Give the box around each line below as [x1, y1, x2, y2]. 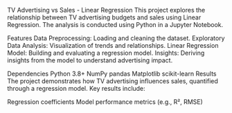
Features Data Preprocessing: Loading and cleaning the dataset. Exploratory [7, 34, 225, 42]
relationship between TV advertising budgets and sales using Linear [7, 13, 202, 21]
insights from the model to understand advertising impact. [7, 56, 173, 64]
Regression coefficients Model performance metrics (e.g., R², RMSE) [7, 98, 203, 106]
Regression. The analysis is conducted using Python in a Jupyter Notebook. [7, 21, 224, 28]
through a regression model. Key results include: [7, 85, 145, 92]
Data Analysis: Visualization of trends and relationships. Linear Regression [7, 42, 219, 49]
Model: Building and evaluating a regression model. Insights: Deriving [7, 49, 205, 57]
